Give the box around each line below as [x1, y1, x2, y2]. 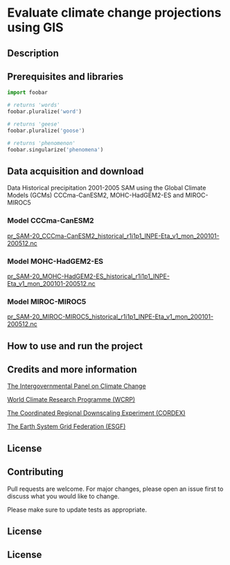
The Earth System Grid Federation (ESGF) [7, 422, 126, 431]
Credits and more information [7, 364, 137, 376]
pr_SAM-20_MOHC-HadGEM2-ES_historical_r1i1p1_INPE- [7, 272, 170, 280]
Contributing [7, 466, 64, 478]
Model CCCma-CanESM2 [7, 216, 95, 226]
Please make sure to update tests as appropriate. [7, 505, 148, 514]
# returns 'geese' [7, 121, 60, 128]
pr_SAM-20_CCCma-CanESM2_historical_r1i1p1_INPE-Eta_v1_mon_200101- [7, 231, 220, 240]
